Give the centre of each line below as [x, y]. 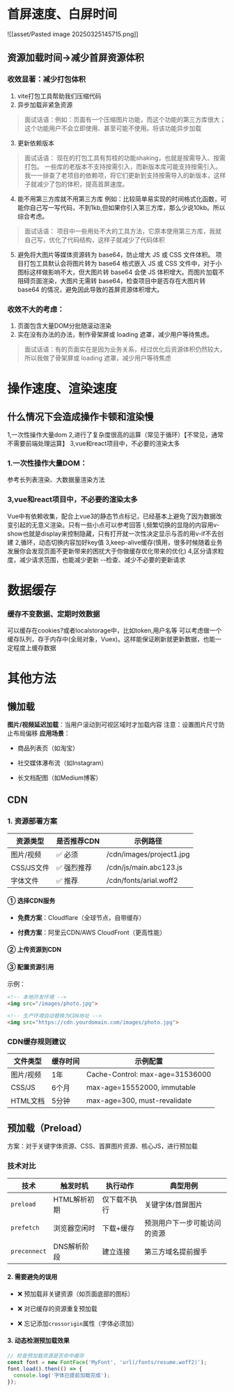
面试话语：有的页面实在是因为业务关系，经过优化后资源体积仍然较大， [125, 349]
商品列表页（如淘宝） [48, 748]
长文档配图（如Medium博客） [60, 778]
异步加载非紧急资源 [45, 105]
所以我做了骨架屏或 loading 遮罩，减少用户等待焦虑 [98, 358]
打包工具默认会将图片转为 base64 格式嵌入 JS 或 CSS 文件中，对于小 [123, 263]
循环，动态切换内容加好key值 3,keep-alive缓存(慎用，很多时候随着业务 [122, 542]
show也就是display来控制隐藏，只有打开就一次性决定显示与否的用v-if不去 [112, 534]
